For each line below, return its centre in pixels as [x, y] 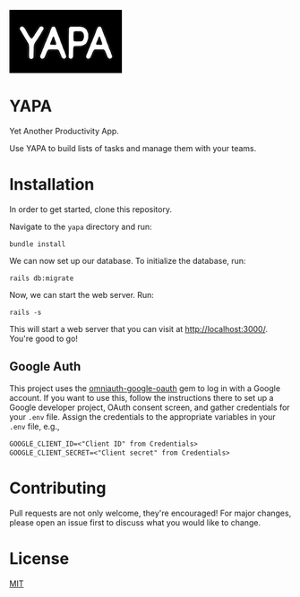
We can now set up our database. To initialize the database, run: [128, 260]
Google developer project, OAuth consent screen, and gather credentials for [150, 407]
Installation [52, 185]
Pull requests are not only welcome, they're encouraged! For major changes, [150, 513]
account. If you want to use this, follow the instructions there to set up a [141, 397]
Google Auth [45, 367]
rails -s [26, 312]
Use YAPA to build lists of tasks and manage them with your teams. [133, 148]
